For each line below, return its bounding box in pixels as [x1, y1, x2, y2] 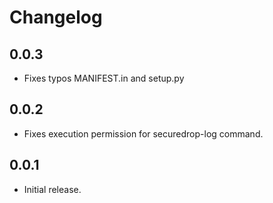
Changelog [9, 6, 103, 29]
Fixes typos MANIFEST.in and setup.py [23, 72, 185, 84]
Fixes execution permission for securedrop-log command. [23, 127, 264, 140]
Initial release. [23, 183, 82, 195]
